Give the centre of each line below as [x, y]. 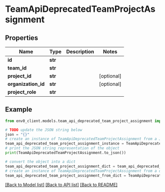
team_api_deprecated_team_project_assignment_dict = [60, 166]
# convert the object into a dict [41, 161]
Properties [22, 38]
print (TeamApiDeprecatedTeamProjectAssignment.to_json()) [66, 153]
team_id [17, 68]
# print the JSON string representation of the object [62, 148]
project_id [20, 76]
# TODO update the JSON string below [44, 130]
